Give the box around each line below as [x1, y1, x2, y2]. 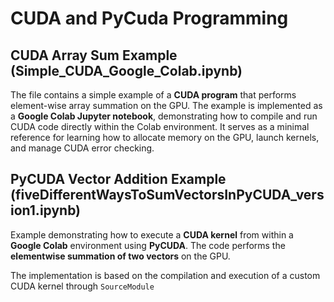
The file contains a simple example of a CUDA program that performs [10, 89, 297, 101]
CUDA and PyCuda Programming [10, 7, 289, 30]
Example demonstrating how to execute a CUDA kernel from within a [10, 228, 294, 241]
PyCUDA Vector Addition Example [10, 171, 227, 188]
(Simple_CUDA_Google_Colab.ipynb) [10, 62, 243, 79]
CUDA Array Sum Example [10, 47, 178, 64]
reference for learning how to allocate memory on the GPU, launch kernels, [10, 132, 320, 143]
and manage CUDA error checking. [10, 142, 155, 154]
